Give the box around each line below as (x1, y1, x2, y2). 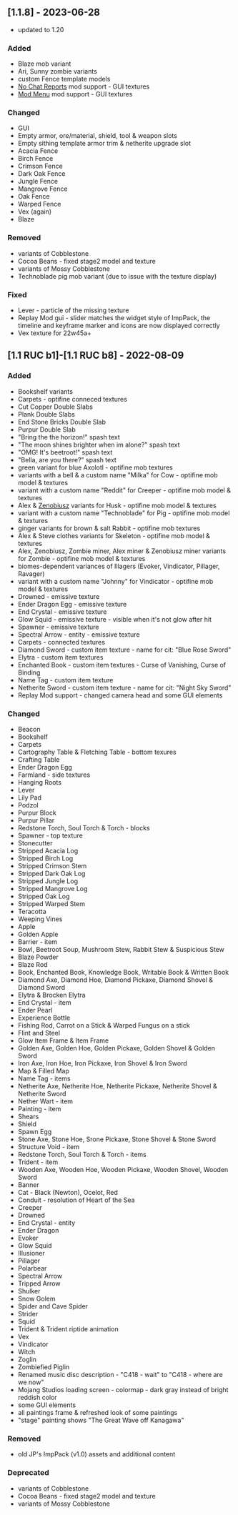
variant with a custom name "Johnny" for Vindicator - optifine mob (17, 577, 214, 585)
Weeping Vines (17, 915, 63, 923)
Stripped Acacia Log (17, 846, 79, 855)
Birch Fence (17, 154, 54, 163)
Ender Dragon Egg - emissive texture (17, 600, 127, 608)
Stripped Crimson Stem (17, 861, 87, 870)
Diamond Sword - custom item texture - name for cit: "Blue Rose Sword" (17, 645, 232, 654)
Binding (17, 668, 41, 677)
